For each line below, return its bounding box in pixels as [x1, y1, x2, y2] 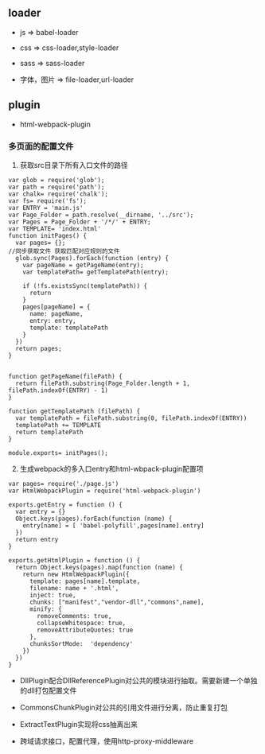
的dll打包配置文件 [19, 686, 77, 695]
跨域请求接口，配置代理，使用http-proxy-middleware [19, 736, 193, 746]
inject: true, [29, 591, 77, 599]
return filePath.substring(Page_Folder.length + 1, [15, 379, 191, 387]
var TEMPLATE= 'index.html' [8, 224, 102, 233]
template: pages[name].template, [29, 577, 141, 585]
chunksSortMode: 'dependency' [29, 639, 134, 647]
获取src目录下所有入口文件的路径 [19, 160, 129, 169]
